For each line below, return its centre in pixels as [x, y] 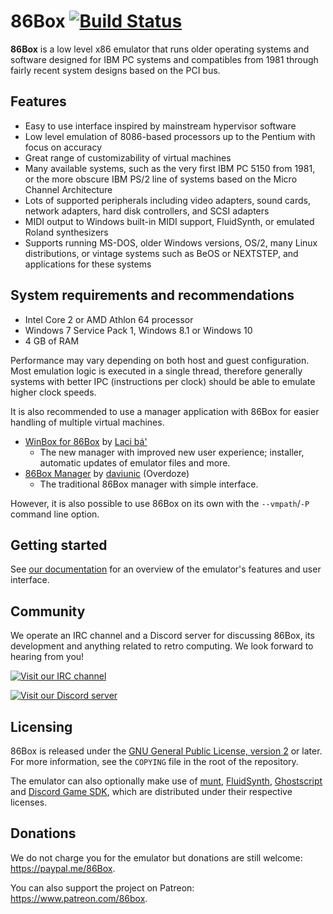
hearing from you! [47, 657]
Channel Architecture [68, 189]
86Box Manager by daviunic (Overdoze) [107, 473]
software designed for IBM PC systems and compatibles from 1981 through [164, 59]
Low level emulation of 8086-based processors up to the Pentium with [170, 136]
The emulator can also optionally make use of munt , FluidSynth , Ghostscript [166, 781]
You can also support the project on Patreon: [102, 887]
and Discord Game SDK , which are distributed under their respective [151, 791]
